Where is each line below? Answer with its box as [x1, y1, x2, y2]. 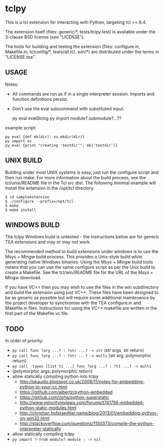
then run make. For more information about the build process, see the [5, 174, 146, 180]
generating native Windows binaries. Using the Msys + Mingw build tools [5, 259, 154, 265]
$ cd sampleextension [5, 194, 50, 199]
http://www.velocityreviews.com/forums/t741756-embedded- [19, 400, 144, 406]
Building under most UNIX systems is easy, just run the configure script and [5, 169, 159, 175]
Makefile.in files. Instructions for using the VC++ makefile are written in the [5, 305, 157, 311]
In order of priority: [5, 338, 44, 344]
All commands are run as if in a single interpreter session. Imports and [12, 91, 155, 96]
